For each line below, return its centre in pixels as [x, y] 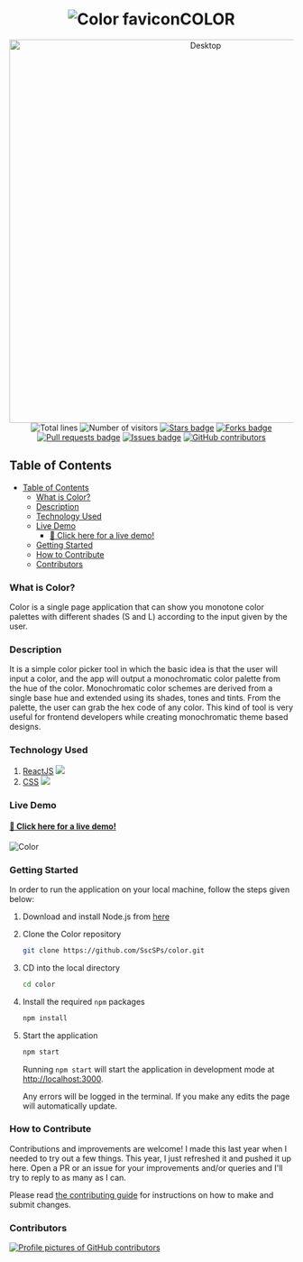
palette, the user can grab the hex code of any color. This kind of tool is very [151, 707]
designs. [25, 727]
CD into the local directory [71, 967]
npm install [45, 1018]
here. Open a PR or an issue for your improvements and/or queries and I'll [146, 1167]
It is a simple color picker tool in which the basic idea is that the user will [143, 669]
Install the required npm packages [84, 1001]
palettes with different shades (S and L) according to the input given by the [148, 617]
